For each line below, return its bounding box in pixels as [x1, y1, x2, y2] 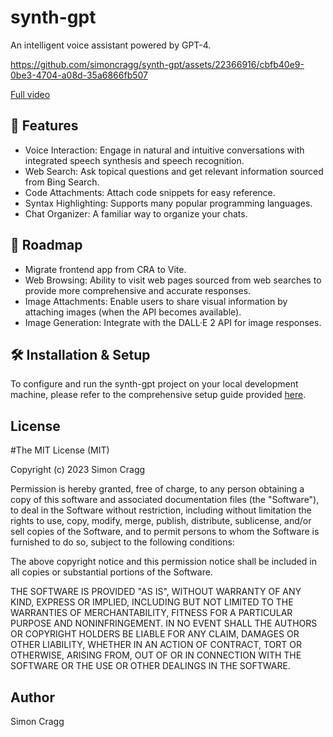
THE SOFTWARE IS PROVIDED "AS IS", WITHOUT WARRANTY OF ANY [10, 586, 302, 598]
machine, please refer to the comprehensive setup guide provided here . [10, 389, 307, 401]
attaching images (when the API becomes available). [24, 306, 242, 318]
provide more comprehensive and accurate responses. [24, 284, 252, 296]
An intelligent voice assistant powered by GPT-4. [10, 39, 212, 51]
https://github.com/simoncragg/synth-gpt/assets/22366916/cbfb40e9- [10, 58, 305, 70]
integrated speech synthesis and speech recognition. [24, 154, 245, 166]
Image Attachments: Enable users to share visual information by [24, 295, 288, 307]
